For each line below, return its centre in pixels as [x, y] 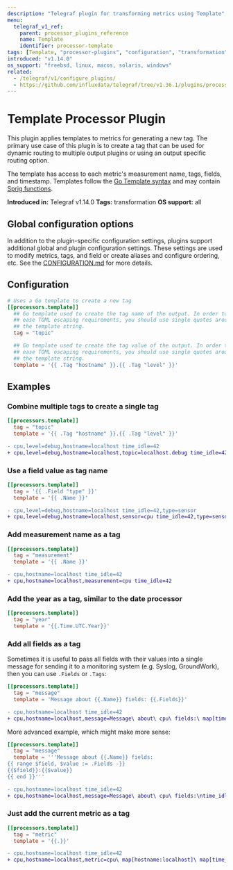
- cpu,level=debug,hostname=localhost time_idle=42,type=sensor [102, 510]
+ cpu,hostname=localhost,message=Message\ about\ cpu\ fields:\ [103, 719]
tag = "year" [32, 620]
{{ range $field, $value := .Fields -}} [67, 764]
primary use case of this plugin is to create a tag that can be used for [106, 146]
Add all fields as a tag [44, 643]
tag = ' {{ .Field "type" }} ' [55, 491]
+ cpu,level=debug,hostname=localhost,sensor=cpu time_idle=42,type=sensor [119, 517]
